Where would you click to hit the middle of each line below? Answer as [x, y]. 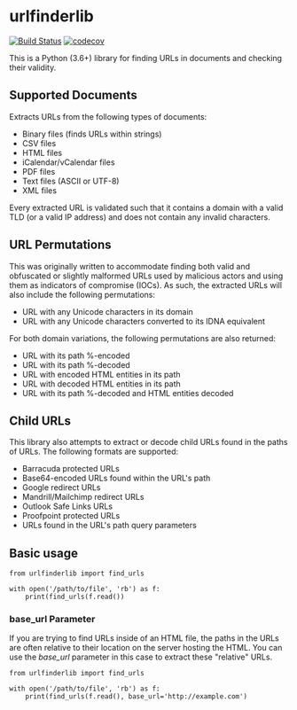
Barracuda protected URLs [70, 469]
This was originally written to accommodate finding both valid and [130, 266]
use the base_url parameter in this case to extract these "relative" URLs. [141, 657]
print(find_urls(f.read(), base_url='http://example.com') [137, 697]
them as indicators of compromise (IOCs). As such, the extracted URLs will [145, 285]
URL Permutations [60, 245]
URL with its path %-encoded [76, 355]
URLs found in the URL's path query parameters [109, 526]
